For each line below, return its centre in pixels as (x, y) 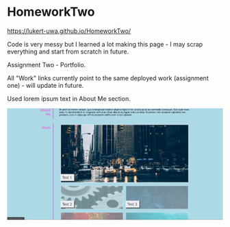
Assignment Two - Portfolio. (47, 64)
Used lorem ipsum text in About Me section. (69, 98)
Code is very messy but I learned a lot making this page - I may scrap (105, 44)
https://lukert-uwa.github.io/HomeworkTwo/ (69, 31)
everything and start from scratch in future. (68, 51)
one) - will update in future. (46, 85)
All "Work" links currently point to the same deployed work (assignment (108, 78)
